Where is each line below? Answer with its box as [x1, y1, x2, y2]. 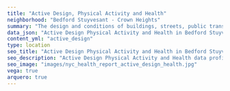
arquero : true [7, 73, 48, 81]
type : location [7, 42, 51, 49]
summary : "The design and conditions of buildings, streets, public [7, 23, 207, 29]
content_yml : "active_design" [7, 36, 94, 42]
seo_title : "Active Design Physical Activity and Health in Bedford [7, 49, 207, 55]
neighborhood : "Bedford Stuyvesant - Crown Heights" [7, 16, 161, 23]
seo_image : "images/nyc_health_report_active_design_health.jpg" [7, 61, 197, 68]
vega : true [7, 67, 38, 74]
